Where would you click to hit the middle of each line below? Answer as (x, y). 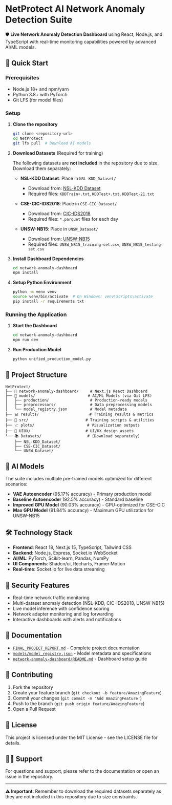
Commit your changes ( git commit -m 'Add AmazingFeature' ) (77, 698)
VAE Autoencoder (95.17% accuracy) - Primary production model (82, 494)
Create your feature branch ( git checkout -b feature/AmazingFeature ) (87, 692)
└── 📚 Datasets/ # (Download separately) (73, 436)
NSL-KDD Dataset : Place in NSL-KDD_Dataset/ (68, 178)
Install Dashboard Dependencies (48, 259)
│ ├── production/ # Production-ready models (76, 400)
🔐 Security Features (38, 585)
